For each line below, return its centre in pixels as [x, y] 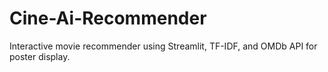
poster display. [40, 56]
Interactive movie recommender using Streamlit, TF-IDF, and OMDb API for [163, 46]
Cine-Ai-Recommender [108, 18]
